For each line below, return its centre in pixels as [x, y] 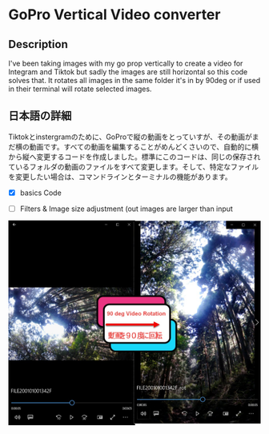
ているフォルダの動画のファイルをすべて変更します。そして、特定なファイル [133, 166]
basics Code [40, 193]
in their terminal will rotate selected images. [80, 89]
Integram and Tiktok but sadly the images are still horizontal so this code [128, 72]
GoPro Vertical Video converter [114, 15]
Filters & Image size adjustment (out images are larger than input [126, 209]
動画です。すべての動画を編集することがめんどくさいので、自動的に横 [144, 146]
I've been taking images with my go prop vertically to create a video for [126, 63]
